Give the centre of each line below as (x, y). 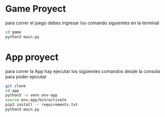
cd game (13, 32)
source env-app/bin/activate (36, 100)
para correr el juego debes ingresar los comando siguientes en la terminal (82, 23)
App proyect (32, 57)
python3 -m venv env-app (31, 95)
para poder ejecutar (26, 76)
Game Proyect (36, 9)
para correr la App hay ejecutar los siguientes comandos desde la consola (83, 71)
